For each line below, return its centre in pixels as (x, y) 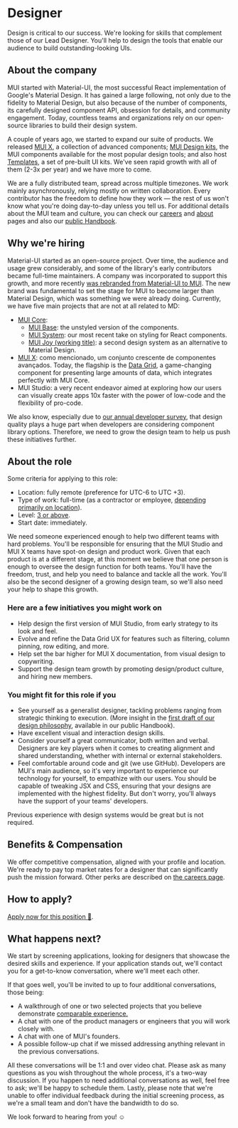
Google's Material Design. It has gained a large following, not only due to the (119, 95)
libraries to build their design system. (83, 125)
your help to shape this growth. (53, 589)
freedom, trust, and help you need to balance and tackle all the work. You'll (117, 574)
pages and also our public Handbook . (62, 221)
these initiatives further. (42, 439)
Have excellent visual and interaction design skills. (91, 733)
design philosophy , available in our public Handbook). (96, 725)
